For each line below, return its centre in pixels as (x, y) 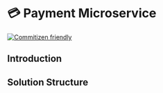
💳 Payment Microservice (82, 13)
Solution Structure (48, 82)
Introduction (35, 59)
